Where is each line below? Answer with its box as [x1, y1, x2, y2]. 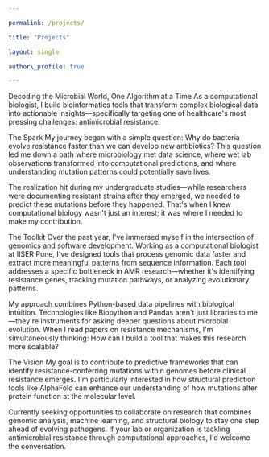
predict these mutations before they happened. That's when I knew [8, 200, 232, 209]
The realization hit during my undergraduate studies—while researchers [8, 183, 247, 192]
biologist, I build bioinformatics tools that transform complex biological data [8, 100, 259, 109]
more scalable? [8, 342, 59, 352]
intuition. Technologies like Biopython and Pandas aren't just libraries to [8, 307, 246, 318]
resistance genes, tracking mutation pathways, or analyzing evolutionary [8, 275, 250, 285]
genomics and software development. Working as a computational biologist [8, 241, 259, 250]
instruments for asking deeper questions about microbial [39, 316, 229, 326]
